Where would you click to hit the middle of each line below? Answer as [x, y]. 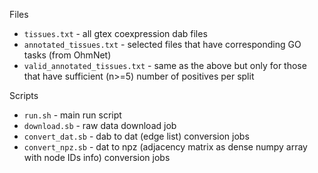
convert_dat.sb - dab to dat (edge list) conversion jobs [136, 136]
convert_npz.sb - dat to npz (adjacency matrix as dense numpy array [165, 147]
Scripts [24, 95]
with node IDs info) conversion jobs [97, 157]
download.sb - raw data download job [100, 125]
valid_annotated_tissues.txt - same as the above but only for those [165, 65]
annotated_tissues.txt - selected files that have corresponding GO [162, 44]
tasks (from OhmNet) [67, 55]
